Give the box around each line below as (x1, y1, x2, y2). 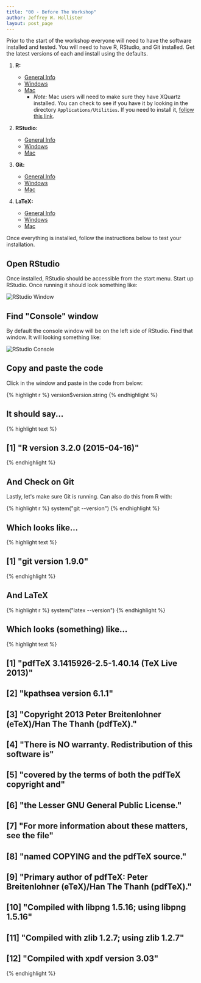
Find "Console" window (6, 311, 99, 321)
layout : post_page (6, 20, 53, 26)
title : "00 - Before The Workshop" (6, 9, 97, 15)
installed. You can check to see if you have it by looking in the (33, 100, 189, 107)
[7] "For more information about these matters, (6, 821, 188, 831)
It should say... (6, 409, 64, 419)
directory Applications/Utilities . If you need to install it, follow (33, 106, 194, 114)
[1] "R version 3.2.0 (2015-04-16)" (6, 443, 139, 453)
